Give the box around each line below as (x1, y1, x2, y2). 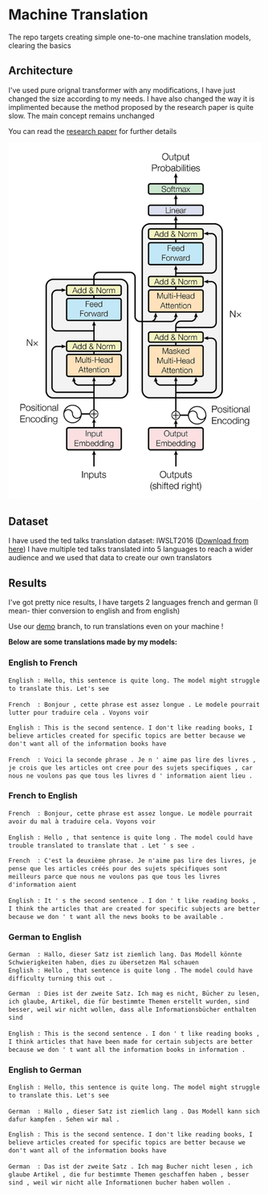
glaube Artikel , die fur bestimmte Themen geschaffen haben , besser (8, 1171, 250, 1179)
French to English (8, 790, 78, 802)
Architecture (8, 64, 74, 78)
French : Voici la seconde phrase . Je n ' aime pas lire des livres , (8, 756, 257, 764)
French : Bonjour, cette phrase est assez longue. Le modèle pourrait (8, 809, 253, 818)
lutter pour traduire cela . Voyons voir (8, 709, 149, 717)
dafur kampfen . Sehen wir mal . (8, 1115, 120, 1124)
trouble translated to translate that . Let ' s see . (8, 841, 196, 850)
